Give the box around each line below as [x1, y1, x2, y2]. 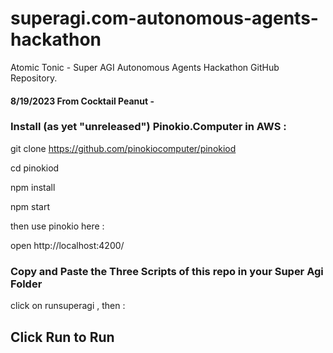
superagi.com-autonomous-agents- [10, 7, 319, 30]
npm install [10, 181, 56, 193]
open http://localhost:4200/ [10, 239, 125, 251]
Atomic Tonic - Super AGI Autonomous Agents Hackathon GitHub [10, 61, 280, 73]
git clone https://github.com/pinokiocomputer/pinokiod [10, 142, 237, 154]
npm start [10, 200, 51, 212]
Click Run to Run [10, 328, 115, 346]
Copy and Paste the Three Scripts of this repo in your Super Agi [10, 264, 324, 278]
